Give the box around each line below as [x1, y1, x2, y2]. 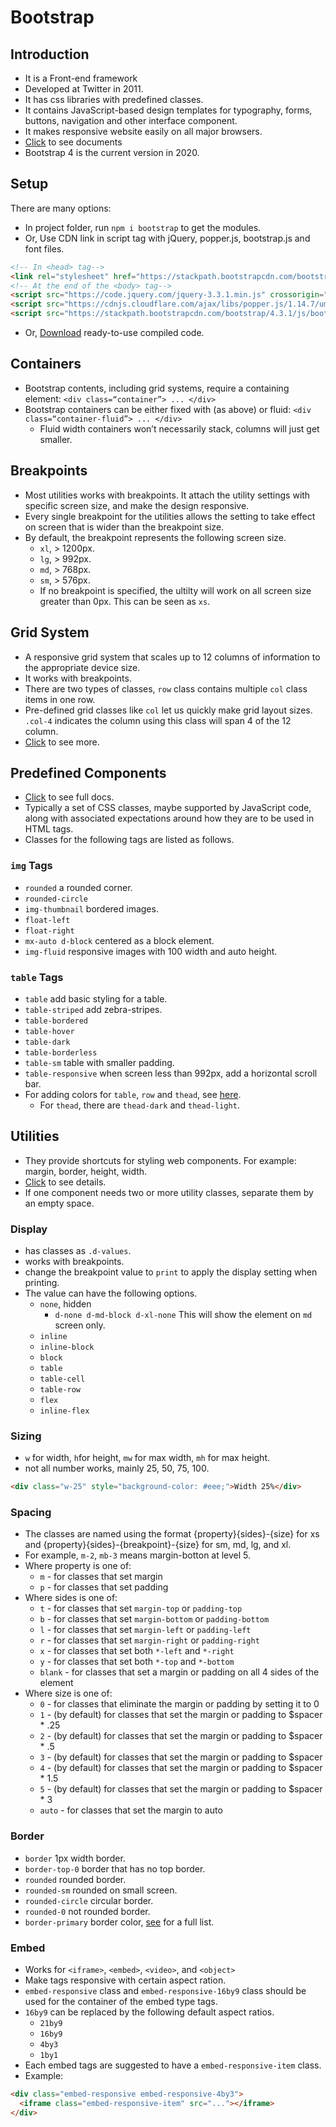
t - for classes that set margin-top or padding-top [39, 1602, 243, 1615]
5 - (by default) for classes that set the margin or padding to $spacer [39, 1783, 323, 1795]
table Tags [10, 970, 64, 984]
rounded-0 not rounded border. [24, 1905, 151, 1917]
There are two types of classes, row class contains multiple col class [24, 682, 308, 695]
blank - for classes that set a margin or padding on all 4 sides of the [39, 1666, 320, 1678]
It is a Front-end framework [24, 72, 138, 84]
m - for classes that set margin [39, 1571, 163, 1583]
